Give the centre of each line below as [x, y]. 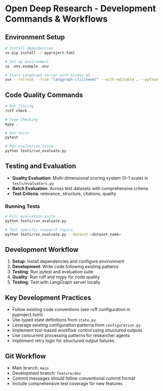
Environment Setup [35, 37]
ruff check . [18, 111]
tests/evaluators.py [33, 183]
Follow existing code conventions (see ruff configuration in [71, 310]
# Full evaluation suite [30, 217]
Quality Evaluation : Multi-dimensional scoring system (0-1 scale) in [80, 178]
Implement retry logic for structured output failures [63, 341]
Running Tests [22, 206]
